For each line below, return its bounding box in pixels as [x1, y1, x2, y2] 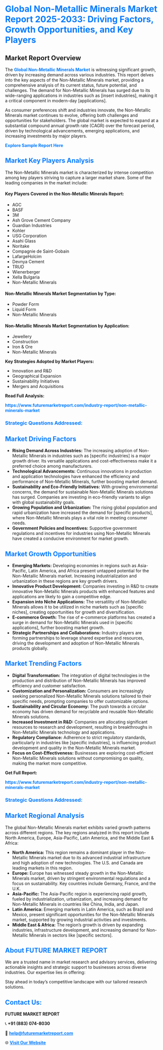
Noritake [12, 243, 30, 249]
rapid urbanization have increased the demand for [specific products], [12, 510, 153, 516]
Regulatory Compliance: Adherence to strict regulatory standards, [12, 734, 146, 740]
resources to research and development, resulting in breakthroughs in [12, 724, 152, 730]
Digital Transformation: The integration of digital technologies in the [12, 672, 150, 678]
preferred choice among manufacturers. [12, 463, 93, 469]
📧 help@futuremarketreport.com [5, 1031, 73, 1036]
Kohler [12, 228, 26, 234]
